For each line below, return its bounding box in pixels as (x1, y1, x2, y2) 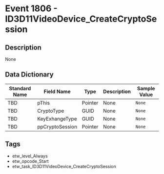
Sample (137, 85, 155, 92)
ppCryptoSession (37, 123, 77, 130)
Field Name (43, 88, 71, 95)
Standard (9, 85, 31, 92)
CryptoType (37, 107, 64, 114)
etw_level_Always (12, 153, 48, 159)
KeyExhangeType (37, 115, 77, 122)
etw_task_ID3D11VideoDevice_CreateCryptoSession (12, 163, 116, 169)
